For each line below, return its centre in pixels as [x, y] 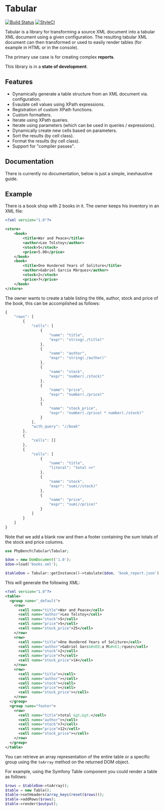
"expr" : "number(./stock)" [77, 376]
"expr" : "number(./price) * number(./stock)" [96, 413]
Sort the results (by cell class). [43, 135]
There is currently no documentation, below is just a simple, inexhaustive [79, 173]
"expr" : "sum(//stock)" [73, 486]
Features [19, 82]
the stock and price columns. [34, 542]
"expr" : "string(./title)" [77, 340]
